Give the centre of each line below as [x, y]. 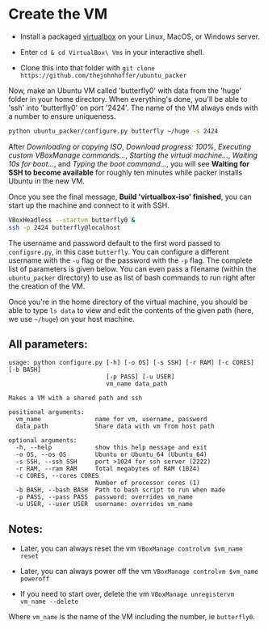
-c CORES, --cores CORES [57, 476]
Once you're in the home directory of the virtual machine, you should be [128, 302]
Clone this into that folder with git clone [88, 68]
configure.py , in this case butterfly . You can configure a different [119, 251]
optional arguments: [43, 441]
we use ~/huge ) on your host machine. [71, 319]
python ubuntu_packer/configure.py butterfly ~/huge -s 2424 [113, 131]
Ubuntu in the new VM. [46, 181]
